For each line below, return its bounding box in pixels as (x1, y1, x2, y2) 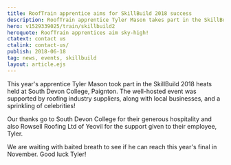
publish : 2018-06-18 (7, 49, 67, 55)
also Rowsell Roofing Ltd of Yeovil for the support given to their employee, (7, 122, 217, 130)
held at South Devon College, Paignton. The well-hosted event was (7, 87, 197, 95)
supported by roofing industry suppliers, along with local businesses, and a (7, 94, 221, 103)
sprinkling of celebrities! (7, 101, 76, 110)
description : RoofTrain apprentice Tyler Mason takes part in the (7, 16, 201, 23)
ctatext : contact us (7, 36, 67, 42)
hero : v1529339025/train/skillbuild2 (7, 23, 115, 29)
